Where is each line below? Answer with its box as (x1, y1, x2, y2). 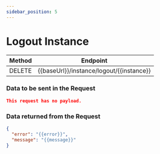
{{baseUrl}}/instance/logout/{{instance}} (38, 67, 151, 75)
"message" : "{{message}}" (11, 137, 77, 143)
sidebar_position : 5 (6, 8, 58, 15)
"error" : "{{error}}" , (11, 131, 68, 137)
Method (9, 56, 32, 65)
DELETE (9, 67, 32, 75)
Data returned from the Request (6, 112, 101, 120)
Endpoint (81, 56, 108, 65)
